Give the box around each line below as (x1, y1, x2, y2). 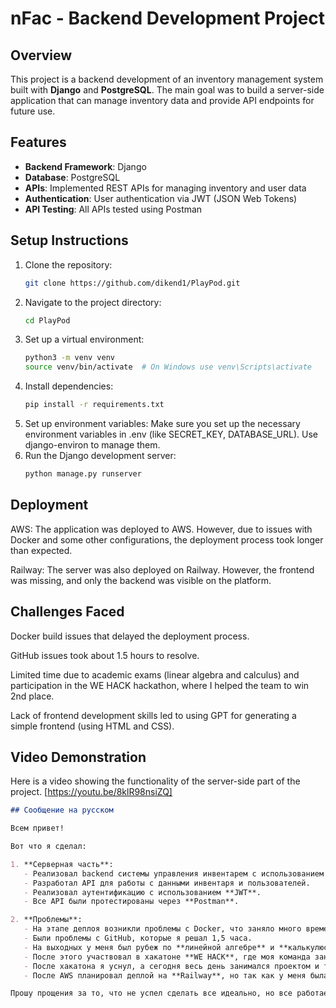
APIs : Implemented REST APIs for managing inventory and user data (24, 182, 307, 194)
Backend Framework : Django (24, 160, 147, 172)
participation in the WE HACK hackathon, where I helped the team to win (10, 679, 310, 691)
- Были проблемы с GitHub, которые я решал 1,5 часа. (23, 933, 253, 944)
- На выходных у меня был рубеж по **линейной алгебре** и (23, 942, 275, 952)
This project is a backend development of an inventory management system (10, 73, 324, 85)
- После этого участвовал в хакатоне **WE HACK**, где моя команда (23, 952, 311, 962)
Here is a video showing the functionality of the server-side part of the (10, 775, 301, 787)
